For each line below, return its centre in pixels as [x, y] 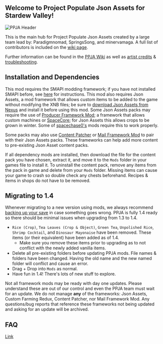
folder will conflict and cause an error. [50, 263]
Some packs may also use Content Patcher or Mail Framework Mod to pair [80, 135]
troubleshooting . [21, 62]
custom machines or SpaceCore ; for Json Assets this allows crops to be [77, 120]
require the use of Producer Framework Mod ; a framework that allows [75, 115]
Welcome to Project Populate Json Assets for [75, 8]
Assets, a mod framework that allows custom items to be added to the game [81, 99]
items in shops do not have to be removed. [48, 181]
